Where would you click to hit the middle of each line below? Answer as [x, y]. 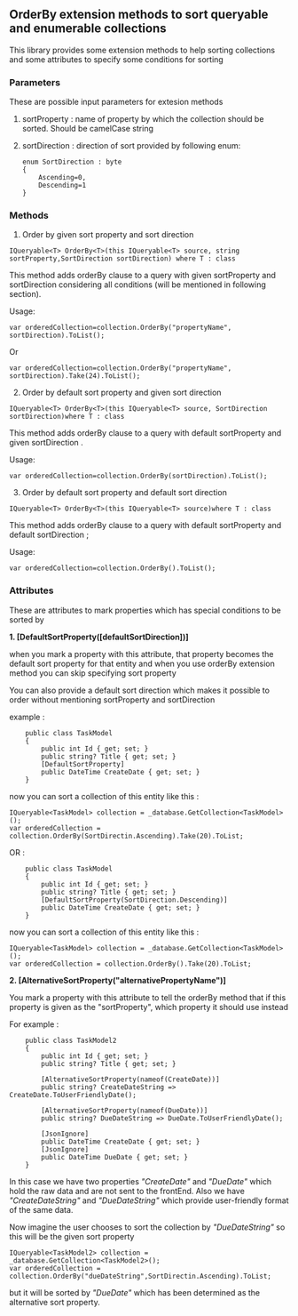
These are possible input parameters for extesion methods [116, 102]
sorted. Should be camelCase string [87, 129]
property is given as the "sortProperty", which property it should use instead [149, 1007]
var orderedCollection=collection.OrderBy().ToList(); [113, 568]
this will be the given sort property [72, 1236]
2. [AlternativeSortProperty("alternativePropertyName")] [118, 980]
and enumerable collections [88, 29]
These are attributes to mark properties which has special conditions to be [145, 610]
